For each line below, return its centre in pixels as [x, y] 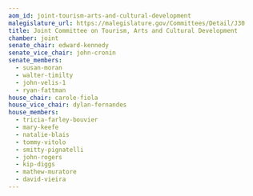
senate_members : [35, 61]
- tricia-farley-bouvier [57, 120]
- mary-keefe [37, 127]
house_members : [34, 113]
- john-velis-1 [41, 82]
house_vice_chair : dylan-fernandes [68, 105]
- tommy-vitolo [41, 142]
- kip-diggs [36, 165]
